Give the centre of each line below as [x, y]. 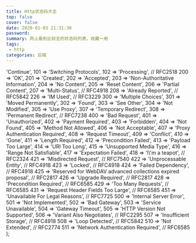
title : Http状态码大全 [32, 11]
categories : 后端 [26, 55]
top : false [19, 17]
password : [18, 33]
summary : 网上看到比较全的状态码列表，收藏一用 [57, 39]
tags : [13, 45]
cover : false [22, 22]
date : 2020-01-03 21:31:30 [39, 28]
